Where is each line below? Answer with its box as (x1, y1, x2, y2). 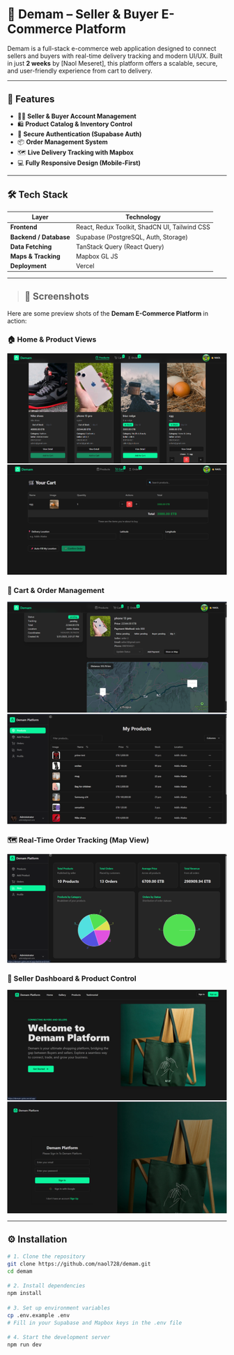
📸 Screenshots (24, 291, 89, 302)
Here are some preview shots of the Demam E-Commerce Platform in (7, 309, 209, 317)
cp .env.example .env (7, 1312, 70, 1319)
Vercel (76, 262, 95, 270)
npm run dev (7, 1341, 42, 1349)
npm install (7, 1290, 42, 1297)
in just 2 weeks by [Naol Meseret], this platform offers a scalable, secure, (7, 59, 218, 67)
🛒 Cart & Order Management (7, 586, 104, 596)
